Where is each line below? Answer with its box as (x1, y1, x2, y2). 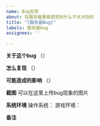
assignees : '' (6, 30, 41, 36)
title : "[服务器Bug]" (6, 19, 56, 25)
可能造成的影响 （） (6, 77, 54, 84)
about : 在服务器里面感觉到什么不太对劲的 (6, 14, 95, 20)
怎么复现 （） (6, 65, 39, 72)
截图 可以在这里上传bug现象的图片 (6, 89, 89, 96)
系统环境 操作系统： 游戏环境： (6, 101, 81, 108)
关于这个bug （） (6, 52, 49, 59)
